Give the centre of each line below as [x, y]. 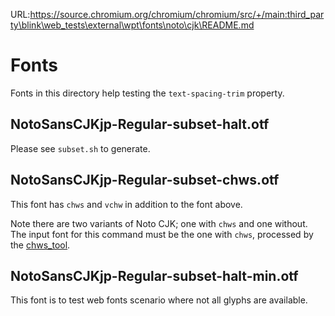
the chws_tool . [40, 245]
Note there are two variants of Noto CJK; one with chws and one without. [159, 223]
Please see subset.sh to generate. [80, 148]
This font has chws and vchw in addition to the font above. [126, 204]
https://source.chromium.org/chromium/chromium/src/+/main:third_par [177, 14]
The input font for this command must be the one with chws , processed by [162, 234]
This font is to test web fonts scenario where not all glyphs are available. [159, 300]
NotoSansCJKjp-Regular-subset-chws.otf [145, 180]
